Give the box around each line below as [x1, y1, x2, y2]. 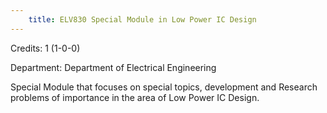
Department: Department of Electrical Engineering [10, 61, 217, 73]
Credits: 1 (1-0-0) [10, 42, 81, 54]
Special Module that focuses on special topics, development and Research [10, 81, 318, 93]
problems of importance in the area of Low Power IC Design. [10, 91, 260, 103]
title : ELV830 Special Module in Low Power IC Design [28, 14, 257, 25]
